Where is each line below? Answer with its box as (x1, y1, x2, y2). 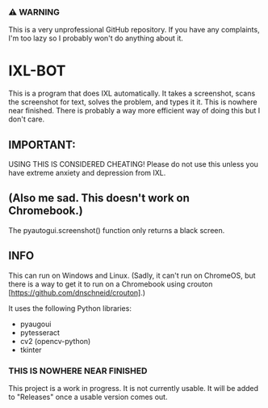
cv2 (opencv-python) (19, 336, 91, 346)
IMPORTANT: (8, 138, 77, 151)
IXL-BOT (8, 62, 66, 80)
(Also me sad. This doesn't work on (8, 191, 190, 205)
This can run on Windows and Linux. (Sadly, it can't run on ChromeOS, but (8, 270, 256, 280)
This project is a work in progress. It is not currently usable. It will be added (8, 383, 259, 393)
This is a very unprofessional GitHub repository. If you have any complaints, (8, 25, 260, 35)
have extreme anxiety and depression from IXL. (8, 168, 166, 178)
